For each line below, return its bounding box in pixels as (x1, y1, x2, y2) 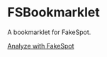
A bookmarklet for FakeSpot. (7, 28, 91, 36)
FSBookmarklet (7, 4, 101, 21)
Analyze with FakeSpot (7, 41, 74, 50)
